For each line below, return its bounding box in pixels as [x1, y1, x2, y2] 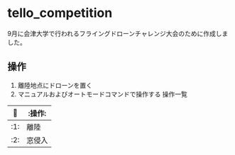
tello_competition [7, 5, 113, 21]
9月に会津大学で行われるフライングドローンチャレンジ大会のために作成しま [7, 29, 229, 38]
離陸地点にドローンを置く [17, 81, 93, 89]
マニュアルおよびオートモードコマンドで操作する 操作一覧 [17, 90, 188, 98]
